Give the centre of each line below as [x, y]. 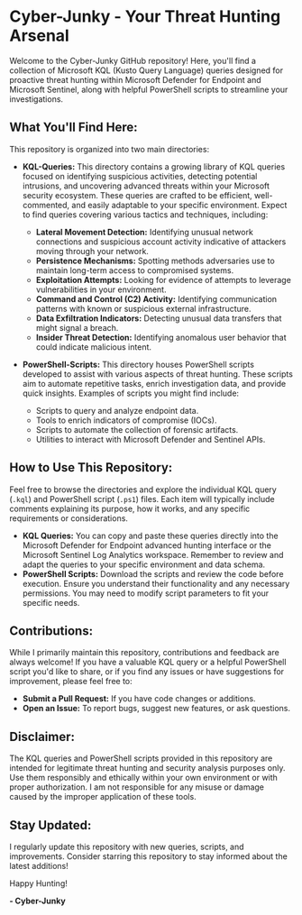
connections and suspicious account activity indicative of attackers [161, 242]
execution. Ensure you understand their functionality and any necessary [156, 583]
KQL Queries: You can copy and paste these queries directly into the [150, 535]
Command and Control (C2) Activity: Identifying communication [156, 298]
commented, [46, 205]
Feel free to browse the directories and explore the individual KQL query [143, 490]
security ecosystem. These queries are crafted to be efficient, [137, 195]
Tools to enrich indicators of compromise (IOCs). [126, 420]
